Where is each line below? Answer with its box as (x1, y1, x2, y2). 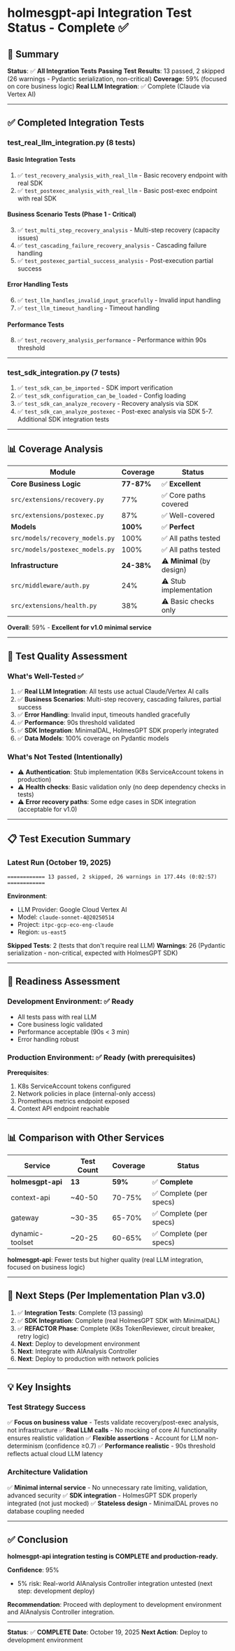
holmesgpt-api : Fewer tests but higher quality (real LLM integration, (7, 1255, 204, 1263)
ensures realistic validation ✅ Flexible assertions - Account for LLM (7, 1434, 204, 1442)
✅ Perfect (161, 522, 195, 532)
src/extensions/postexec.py (10, 512, 104, 519)
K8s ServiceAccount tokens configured (17, 1082, 131, 1090)
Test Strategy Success (7, 1402, 86, 1412)
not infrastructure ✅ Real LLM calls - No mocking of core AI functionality (7, 1426, 218, 1434)
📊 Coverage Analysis (7, 443, 104, 455)
